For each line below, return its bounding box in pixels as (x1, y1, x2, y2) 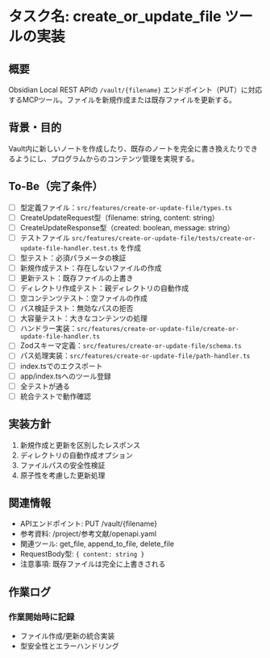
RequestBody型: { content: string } (19, 549, 145, 559)
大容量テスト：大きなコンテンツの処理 (19, 313, 147, 323)
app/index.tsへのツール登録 (19, 371, 111, 381)
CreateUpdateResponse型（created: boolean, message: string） (19, 222, 235, 232)
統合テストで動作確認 (19, 391, 91, 401)
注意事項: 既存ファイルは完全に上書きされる (19, 559, 166, 569)
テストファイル (19, 233, 70, 242)
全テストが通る (19, 381, 70, 391)
